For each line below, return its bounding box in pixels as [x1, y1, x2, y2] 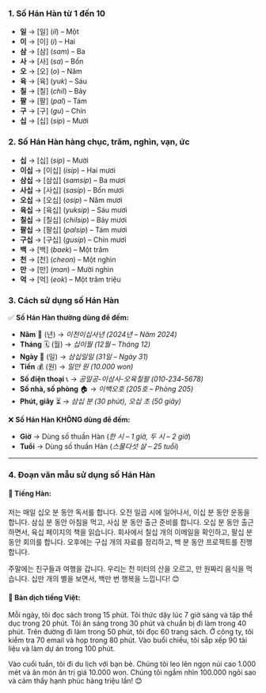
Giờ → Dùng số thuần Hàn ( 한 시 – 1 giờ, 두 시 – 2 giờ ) [19, 431, 192, 441]
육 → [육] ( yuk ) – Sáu [19, 76, 88, 86]
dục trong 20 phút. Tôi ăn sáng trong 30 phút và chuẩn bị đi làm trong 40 [8, 618, 247, 628]
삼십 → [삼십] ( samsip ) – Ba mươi [19, 175, 126, 185]
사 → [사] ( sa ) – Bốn [19, 56, 84, 67]
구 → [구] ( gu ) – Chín [19, 106, 87, 116]
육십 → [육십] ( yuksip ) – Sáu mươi [19, 205, 128, 214]
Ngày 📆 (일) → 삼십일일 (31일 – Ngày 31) [19, 351, 149, 361]
